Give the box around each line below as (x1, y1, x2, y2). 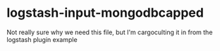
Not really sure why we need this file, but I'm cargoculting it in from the (6, 28, 213, 36)
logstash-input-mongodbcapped (6, 5, 204, 21)
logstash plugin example (6, 35, 78, 43)
